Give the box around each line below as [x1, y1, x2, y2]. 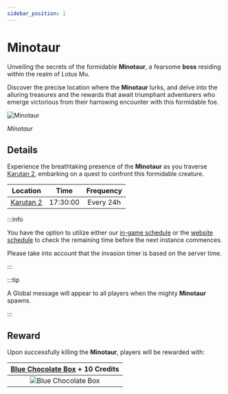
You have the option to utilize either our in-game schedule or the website [7, 228, 214, 237]
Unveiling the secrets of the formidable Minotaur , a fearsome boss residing [7, 63, 221, 71]
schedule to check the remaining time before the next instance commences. [7, 236, 223, 244]
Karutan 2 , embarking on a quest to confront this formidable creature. [7, 170, 205, 178]
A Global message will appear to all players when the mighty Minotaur [7, 289, 206, 298]
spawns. [7, 296, 32, 305]
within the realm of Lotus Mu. [7, 69, 91, 78]
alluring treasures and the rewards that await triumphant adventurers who [7, 90, 216, 98]
